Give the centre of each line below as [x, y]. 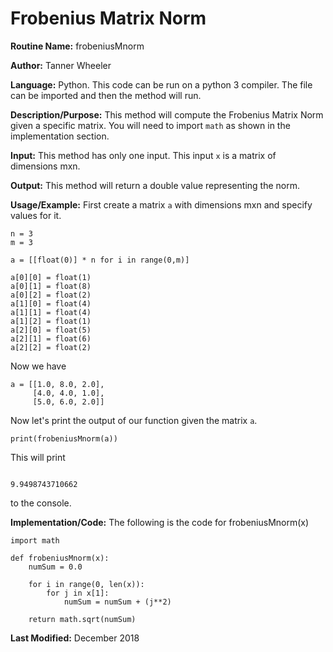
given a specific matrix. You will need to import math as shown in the [150, 125]
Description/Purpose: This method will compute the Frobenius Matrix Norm [167, 114]
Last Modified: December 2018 [75, 638]
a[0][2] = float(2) [51, 295]
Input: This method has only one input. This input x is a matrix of [143, 155]
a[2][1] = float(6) [51, 338]
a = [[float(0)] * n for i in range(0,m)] [100, 260]
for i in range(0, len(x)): [86, 584]
